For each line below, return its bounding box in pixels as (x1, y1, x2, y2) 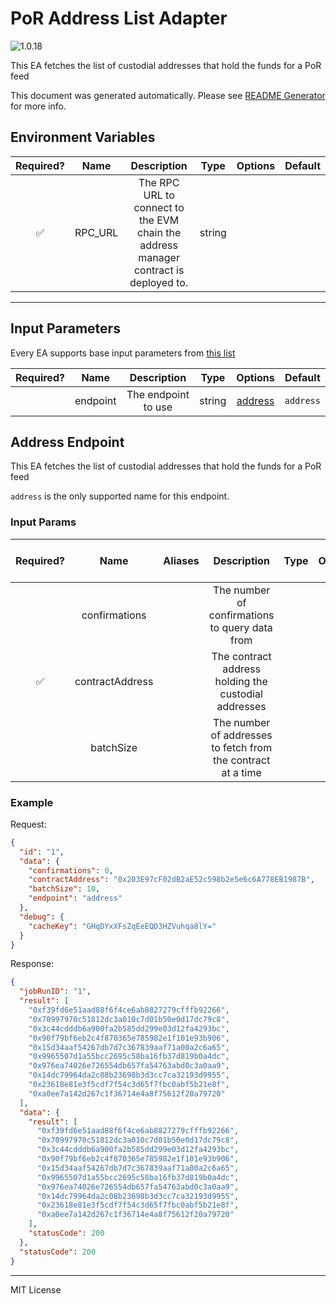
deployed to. (129, 275, 189, 289)
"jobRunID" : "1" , (19, 987, 92, 997)
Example (10, 795, 54, 809)
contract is (133, 263, 185, 277)
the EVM (138, 213, 180, 227)
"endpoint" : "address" (28, 893, 123, 904)
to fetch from (211, 740, 273, 754)
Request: (10, 818, 47, 830)
